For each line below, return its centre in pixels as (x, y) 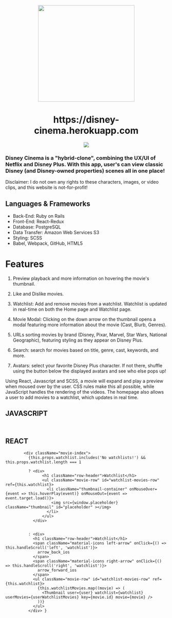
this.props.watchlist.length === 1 (43, 462)
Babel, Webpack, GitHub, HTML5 (48, 243)
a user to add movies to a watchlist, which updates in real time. (72, 397)
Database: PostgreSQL (37, 227)
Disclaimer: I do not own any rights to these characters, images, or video (82, 182)
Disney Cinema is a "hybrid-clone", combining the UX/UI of (81, 158)
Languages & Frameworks (48, 204)
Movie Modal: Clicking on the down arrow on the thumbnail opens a (84, 319)
